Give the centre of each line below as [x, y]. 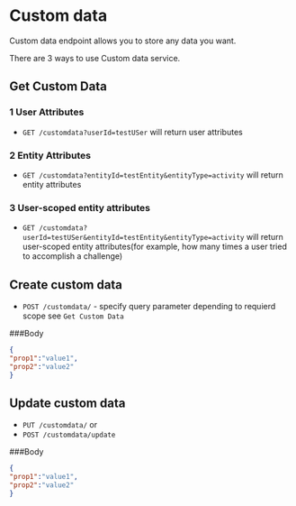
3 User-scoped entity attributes [80, 207]
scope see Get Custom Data [73, 316]
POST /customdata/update [69, 435]
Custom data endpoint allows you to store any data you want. [123, 41]
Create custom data [66, 285]
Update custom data [67, 403]
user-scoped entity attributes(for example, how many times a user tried [155, 247]
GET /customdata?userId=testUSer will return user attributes [132, 132]
